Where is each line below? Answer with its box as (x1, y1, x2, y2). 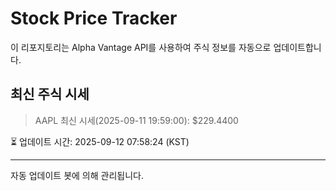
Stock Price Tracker (10, 7, 178, 30)
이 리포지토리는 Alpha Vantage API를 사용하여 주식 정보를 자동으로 (10, 41, 272, 53)
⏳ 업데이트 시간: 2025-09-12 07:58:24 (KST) (10, 135, 190, 147)
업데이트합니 (273, 41, 322, 53)
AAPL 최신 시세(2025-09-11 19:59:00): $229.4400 (34, 114, 239, 126)
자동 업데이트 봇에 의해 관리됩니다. (10, 169, 144, 181)
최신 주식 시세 (10, 86, 90, 103)
